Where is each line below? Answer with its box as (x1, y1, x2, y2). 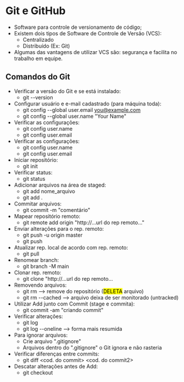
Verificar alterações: (13, 313, 63, 320)
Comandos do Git (5, 72, 70, 82)
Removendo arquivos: (13, 281, 67, 288)
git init (22, 162, 38, 170)
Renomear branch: (13, 256, 59, 263)
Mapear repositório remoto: (13, 212, 80, 220)
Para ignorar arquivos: (13, 331, 68, 338)
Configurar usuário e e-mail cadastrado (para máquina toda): (13, 100, 162, 107)
